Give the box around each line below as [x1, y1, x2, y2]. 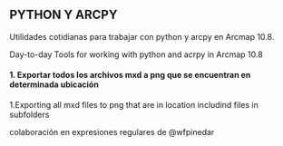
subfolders [9, 109, 50, 121]
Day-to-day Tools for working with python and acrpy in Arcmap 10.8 [9, 49, 263, 60]
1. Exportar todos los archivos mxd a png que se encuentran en [9, 70, 251, 81]
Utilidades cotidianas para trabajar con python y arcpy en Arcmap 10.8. [9, 31, 275, 42]
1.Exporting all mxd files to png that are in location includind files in [9, 100, 259, 111]
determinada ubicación [9, 79, 100, 90]
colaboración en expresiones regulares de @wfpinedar [9, 127, 215, 138]
